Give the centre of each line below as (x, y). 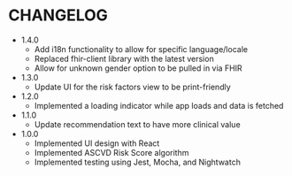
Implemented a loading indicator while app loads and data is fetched (159, 105)
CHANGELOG (58, 15)
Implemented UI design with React (97, 143)
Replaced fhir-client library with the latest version (124, 58)
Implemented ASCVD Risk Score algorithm (111, 152)
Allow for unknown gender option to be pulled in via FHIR (138, 68)
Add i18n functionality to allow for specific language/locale (141, 49)
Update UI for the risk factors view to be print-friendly (132, 87)
